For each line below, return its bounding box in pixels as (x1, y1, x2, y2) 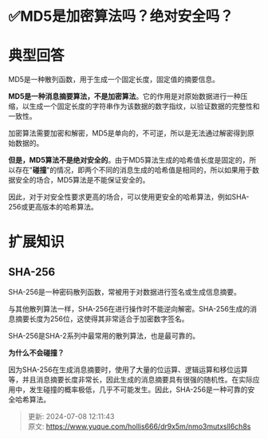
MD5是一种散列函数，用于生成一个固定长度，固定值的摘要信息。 (8, 75, 220, 84)
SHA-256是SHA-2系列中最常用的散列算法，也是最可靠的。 (8, 331, 200, 341)
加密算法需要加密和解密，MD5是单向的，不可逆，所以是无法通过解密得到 (8, 128, 248, 138)
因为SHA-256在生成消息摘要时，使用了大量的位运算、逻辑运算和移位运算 (8, 365, 249, 374)
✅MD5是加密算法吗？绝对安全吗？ (8, 7, 234, 25)
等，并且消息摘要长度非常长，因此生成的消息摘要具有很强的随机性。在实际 (8, 375, 253, 385)
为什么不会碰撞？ (8, 348, 65, 358)
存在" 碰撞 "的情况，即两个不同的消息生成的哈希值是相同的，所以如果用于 (14, 165, 253, 175)
